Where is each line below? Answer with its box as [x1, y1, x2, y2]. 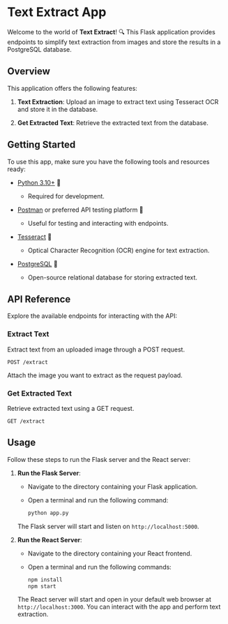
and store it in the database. [17, 105, 98, 113]
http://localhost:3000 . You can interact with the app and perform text [17, 602, 221, 611]
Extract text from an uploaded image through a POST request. [7, 345, 185, 354]
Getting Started [7, 139, 76, 151]
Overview [7, 66, 51, 78]
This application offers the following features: [7, 84, 138, 92]
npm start [27, 583, 57, 590]
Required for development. [27, 191, 105, 200]
